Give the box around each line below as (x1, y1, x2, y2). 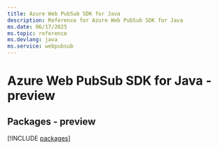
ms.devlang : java (7, 36, 58, 43)
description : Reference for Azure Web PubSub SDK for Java (7, 17, 184, 24)
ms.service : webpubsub (7, 43, 74, 50)
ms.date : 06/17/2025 (7, 23, 68, 30)
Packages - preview (7, 115, 96, 127)
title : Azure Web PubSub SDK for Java (7, 10, 121, 17)
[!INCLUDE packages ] (7, 134, 71, 142)
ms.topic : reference (7, 29, 68, 37)
